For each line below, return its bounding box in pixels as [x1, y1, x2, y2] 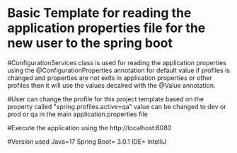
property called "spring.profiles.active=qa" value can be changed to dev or [7, 102, 226, 110]
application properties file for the [7, 20, 206, 36]
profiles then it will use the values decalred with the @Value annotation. [7, 81, 216, 89]
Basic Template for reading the [7, 5, 192, 21]
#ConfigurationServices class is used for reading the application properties [7, 58, 226, 67]
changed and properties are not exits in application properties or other [7, 73, 212, 82]
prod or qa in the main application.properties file [7, 110, 149, 118]
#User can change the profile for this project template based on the [7, 94, 204, 103]
